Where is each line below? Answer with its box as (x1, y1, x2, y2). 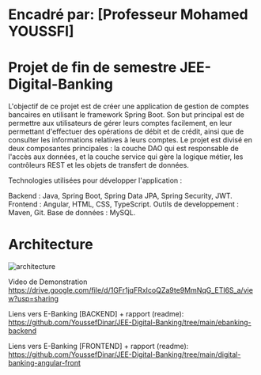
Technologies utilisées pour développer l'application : (8, 176, 183, 185)
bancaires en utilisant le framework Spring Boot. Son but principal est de (8, 110, 245, 119)
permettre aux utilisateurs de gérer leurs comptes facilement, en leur (8, 119, 233, 128)
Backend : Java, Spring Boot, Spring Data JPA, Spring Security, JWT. (8, 191, 233, 201)
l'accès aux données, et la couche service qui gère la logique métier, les (8, 152, 244, 161)
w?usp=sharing (8, 294, 59, 304)
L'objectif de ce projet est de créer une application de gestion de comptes (8, 101, 249, 112)
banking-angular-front (8, 358, 81, 368)
